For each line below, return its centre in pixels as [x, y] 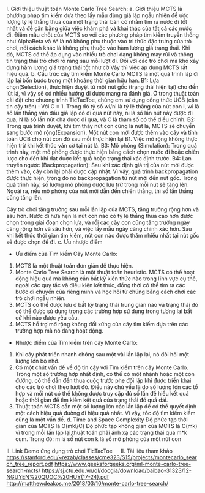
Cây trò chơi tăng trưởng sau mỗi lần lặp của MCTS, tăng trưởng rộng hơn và [102, 209]
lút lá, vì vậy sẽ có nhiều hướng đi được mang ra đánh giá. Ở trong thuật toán [103, 93]
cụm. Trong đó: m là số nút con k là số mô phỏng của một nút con [98, 439]
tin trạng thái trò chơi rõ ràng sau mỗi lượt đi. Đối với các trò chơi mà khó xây [102, 61]
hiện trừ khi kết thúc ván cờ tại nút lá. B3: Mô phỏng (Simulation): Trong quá [102, 145]
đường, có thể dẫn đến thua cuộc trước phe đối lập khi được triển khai [103, 380]
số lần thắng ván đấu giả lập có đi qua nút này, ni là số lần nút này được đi [99, 113]
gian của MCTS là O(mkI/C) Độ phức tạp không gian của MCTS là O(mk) [106, 426]
